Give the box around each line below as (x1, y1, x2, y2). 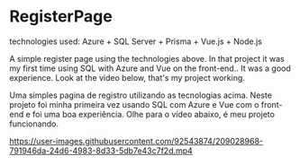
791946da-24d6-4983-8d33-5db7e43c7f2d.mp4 (9, 145, 194, 156)
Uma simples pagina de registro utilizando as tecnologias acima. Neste (9, 90, 273, 100)
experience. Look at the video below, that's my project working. (9, 72, 246, 82)
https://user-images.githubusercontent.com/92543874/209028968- (9, 135, 264, 146)
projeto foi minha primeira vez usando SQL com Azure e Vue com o (9, 99, 259, 109)
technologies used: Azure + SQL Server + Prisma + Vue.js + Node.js (9, 36, 263, 47)
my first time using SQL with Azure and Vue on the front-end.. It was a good (9, 63, 291, 74)
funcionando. (9, 118, 59, 129)
